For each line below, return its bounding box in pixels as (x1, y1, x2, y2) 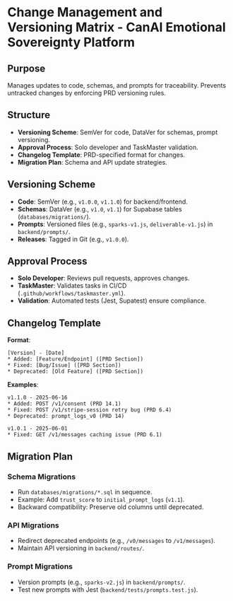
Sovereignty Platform (7, 35, 136, 50)
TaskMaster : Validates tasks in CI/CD (17, 281, 127, 290)
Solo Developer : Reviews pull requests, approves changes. (17, 274, 190, 283)
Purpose (7, 62, 46, 74)
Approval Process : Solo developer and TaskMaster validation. (17, 143, 199, 151)
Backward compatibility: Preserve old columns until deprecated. (17, 503, 204, 511)
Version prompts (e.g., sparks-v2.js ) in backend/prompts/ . (17, 578, 186, 586)
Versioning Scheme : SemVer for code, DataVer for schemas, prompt (17, 128, 218, 136)
